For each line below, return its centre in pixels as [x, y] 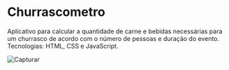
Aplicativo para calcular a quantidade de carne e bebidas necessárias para [115, 31]
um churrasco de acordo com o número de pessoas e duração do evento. [113, 38]
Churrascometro [57, 12]
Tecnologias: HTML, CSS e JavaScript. [63, 46]
